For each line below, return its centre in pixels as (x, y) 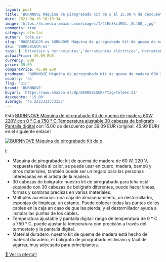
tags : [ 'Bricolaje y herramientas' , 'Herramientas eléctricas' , (73, 51)
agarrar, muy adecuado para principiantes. (56, 245)
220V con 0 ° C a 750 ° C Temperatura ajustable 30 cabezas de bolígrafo (80, 121)
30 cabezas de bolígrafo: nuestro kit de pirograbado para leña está (81, 182)
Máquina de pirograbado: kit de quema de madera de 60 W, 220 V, (80, 161)
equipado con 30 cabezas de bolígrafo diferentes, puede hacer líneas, (84, 187)
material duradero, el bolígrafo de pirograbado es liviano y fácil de (80, 240)
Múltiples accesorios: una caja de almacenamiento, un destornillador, (83, 198)
